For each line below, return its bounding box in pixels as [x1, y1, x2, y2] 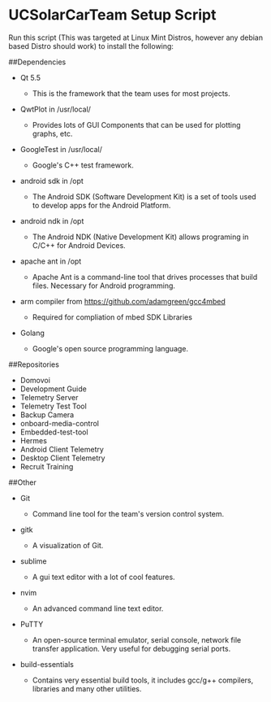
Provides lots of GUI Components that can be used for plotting [32, 120, 241, 129]
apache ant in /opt [19, 256, 82, 266]
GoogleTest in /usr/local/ [19, 144, 103, 154]
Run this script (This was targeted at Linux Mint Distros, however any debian [8, 33, 264, 42]
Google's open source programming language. [32, 343, 189, 353]
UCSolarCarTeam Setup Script [8, 6, 217, 24]
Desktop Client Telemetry [19, 453, 105, 463]
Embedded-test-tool [19, 427, 88, 437]
